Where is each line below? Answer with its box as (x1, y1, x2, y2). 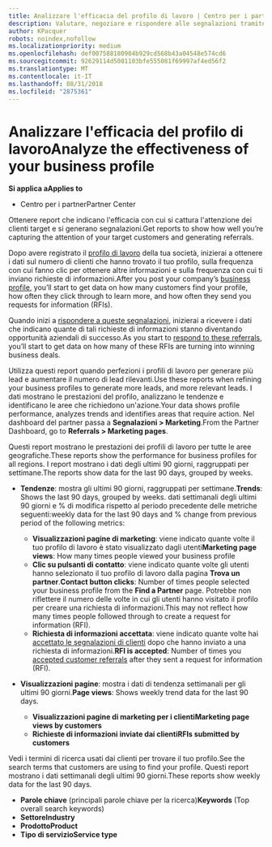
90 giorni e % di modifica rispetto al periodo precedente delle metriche (19, 501, 257, 511)
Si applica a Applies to (8, 184, 83, 193)
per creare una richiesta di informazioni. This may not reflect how (32, 603, 249, 613)
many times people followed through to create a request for (32, 611, 231, 621)
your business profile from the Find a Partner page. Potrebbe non (32, 586, 252, 595)
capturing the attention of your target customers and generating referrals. (8, 232, 254, 242)
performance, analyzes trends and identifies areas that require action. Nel (8, 409, 255, 419)
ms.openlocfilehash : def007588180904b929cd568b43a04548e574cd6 (8, 50, 227, 58)
